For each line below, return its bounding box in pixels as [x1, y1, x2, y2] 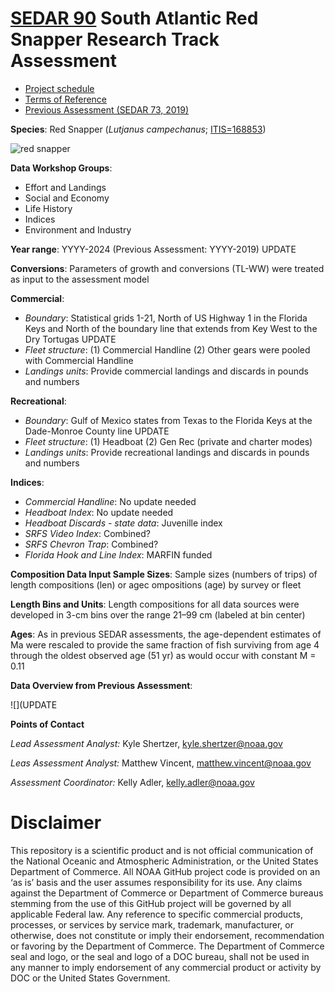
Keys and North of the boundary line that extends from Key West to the [24, 322, 318, 334]
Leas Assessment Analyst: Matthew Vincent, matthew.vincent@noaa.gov [10, 757, 312, 769]
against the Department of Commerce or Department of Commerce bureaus [10, 887, 324, 899]
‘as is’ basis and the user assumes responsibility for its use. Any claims [10, 876, 303, 888]
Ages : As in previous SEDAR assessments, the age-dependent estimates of [10, 628, 322, 640]
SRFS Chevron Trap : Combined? [24, 538, 159, 550]
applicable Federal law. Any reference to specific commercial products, [10, 908, 304, 920]
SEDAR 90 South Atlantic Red [10, 7, 259, 30]
